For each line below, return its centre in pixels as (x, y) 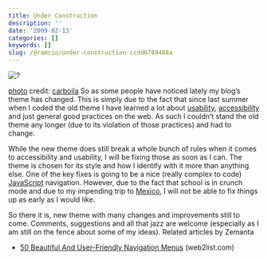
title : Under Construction (53, 16)
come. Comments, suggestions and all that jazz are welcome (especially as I (134, 223)
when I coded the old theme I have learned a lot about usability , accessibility (134, 108)
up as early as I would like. (52, 199)
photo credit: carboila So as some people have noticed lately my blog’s (124, 91)
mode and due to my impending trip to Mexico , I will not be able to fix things (133, 191)
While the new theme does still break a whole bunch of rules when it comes (132, 149)
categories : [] (33, 38)
